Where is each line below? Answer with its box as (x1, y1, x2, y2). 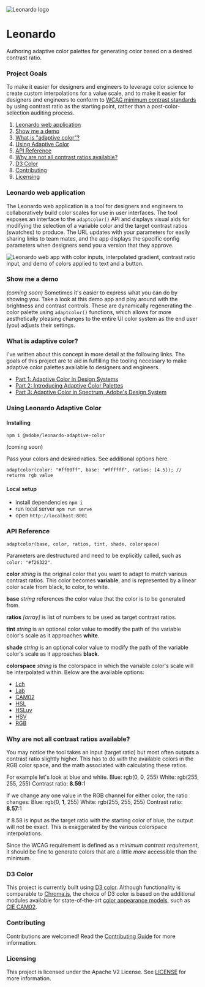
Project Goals (6, 69, 48, 78)
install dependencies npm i (15, 499, 83, 506)
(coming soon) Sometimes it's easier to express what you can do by (6, 288, 178, 296)
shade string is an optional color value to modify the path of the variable (6, 644, 188, 651)
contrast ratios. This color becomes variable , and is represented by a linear (6, 576, 197, 584)
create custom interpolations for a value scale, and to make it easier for (6, 89, 186, 97)
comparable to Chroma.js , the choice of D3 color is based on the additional (6, 890, 196, 898)
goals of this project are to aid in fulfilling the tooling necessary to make (6, 357, 187, 364)
